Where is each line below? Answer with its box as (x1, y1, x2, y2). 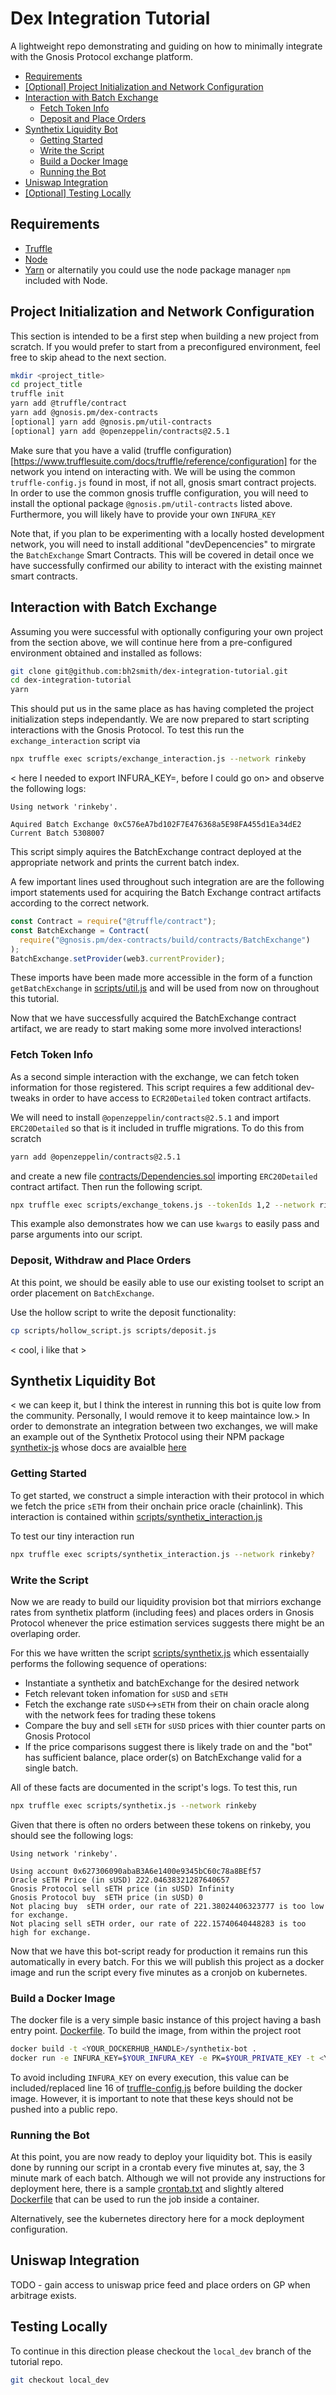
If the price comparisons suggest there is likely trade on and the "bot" (24, 1740, 313, 1752)
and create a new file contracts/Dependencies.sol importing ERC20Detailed (10, 1170, 318, 1182)
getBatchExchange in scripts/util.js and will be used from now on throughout (10, 982, 320, 994)
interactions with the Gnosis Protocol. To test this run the (10, 724, 245, 736)
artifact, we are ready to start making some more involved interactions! (10, 1023, 302, 1035)
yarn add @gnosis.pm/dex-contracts (10, 408, 159, 418)
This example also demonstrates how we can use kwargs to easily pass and (10, 1218, 320, 1230)
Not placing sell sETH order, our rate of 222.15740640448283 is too (10, 1918, 307, 1929)
